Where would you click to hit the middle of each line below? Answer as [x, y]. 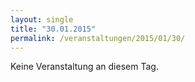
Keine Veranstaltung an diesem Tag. [84, 67]
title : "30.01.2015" [53, 29]
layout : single [42, 19]
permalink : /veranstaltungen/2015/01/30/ [98, 38]
